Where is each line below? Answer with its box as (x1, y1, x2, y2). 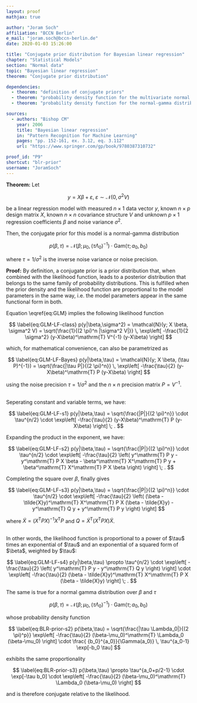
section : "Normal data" (6, 62, 64, 68)
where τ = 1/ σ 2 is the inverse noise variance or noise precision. (6, 255, 158, 263)
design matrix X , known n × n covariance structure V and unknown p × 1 (6, 211, 180, 219)
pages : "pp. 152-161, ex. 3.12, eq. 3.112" (16, 138, 125, 144)
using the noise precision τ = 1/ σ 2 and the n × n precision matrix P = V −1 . (6, 380, 182, 388)
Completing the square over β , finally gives (6, 475, 110, 482)
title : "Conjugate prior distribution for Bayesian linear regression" (6, 52, 185, 57)
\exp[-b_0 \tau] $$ (76, 644, 121, 651)
